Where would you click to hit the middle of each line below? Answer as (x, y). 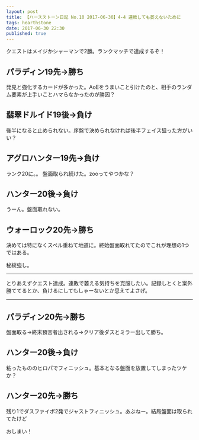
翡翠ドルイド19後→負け (49, 115)
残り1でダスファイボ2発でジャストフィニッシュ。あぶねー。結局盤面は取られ (99, 411)
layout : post (22, 12)
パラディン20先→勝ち (46, 317)
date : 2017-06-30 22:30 (36, 28)
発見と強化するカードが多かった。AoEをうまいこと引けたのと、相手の (91, 87)
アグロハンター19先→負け (53, 158)
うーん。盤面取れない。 (35, 209)
